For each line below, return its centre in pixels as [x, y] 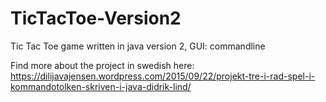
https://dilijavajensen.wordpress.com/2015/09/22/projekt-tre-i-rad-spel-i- [163, 76]
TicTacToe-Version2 [96, 18]
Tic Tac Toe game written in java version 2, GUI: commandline [138, 46]
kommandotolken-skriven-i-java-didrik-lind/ [101, 86]
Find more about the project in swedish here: [102, 65]
